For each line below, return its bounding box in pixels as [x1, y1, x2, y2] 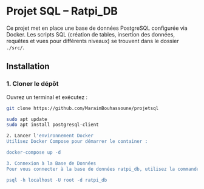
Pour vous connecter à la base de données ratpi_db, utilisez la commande [6, 166, 200, 172]
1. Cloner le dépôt [6, 80, 59, 88]
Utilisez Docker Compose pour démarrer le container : [6, 139, 148, 145]
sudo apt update [6, 116, 47, 122]
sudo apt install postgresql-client [6, 122, 99, 128]
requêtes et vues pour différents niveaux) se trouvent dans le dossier [6, 37, 179, 44]
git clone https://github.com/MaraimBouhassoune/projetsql [6, 105, 159, 111]
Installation [6, 61, 50, 72]
